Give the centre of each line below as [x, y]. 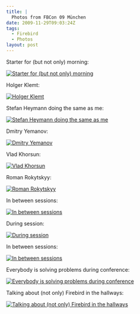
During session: [25, 223]
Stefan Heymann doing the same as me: [55, 108]
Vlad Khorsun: [23, 154]
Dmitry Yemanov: [27, 131]
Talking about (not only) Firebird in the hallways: [65, 293]
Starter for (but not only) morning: [47, 62]
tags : [13, 28]
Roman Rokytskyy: [29, 177]
